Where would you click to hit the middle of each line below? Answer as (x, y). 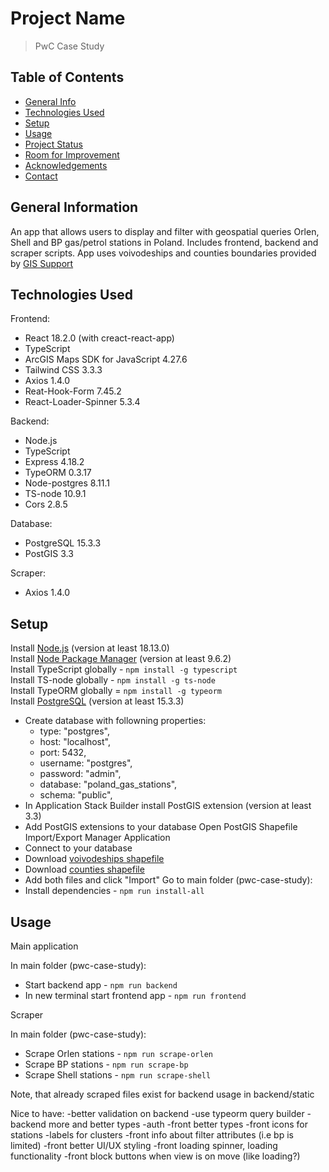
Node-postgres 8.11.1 (67, 483)
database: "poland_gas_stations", (108, 784)
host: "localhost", (75, 742)
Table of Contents (67, 77)
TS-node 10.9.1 (55, 494)
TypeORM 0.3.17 (58, 473)
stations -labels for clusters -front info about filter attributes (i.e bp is (152, 1135)
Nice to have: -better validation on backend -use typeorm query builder (157, 1113)
